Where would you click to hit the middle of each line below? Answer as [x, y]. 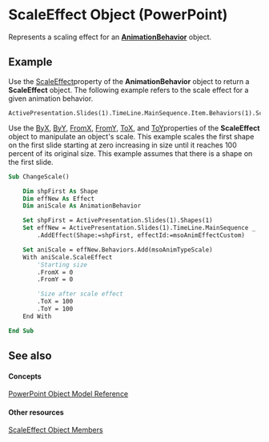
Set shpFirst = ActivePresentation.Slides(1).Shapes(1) [118, 221]
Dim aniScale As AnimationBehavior [82, 206]
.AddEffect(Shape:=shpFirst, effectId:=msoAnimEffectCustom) [141, 235]
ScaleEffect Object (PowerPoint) [118, 15]
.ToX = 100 [55, 302]
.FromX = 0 [55, 272]
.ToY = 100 [55, 309]
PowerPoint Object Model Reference [68, 394]
